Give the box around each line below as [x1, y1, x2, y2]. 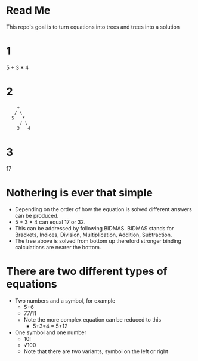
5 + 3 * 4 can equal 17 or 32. [14, 218, 86, 226]
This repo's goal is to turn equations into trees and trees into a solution [6, 23, 180, 30]
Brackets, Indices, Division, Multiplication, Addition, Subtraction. [14, 231, 172, 238]
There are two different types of [6, 264, 168, 278]
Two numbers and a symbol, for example [14, 297, 116, 304]
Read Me [6, 4, 51, 17]
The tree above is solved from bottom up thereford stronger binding [14, 237, 182, 245]
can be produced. [14, 212, 59, 219]
